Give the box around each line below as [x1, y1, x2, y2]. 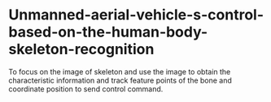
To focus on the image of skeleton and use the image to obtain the [8, 66, 231, 76]
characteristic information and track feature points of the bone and [8, 75, 232, 85]
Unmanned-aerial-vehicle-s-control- [8, 6, 264, 24]
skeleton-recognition [8, 40, 155, 58]
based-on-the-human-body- [8, 23, 208, 41]
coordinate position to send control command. [8, 83, 164, 94]
